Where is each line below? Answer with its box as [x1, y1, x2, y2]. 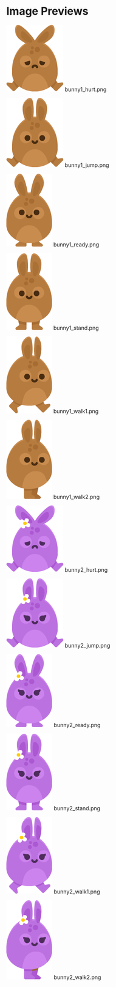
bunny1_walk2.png [53, 493, 100, 500]
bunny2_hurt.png [64, 566, 108, 573]
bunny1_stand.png [53, 324, 99, 331]
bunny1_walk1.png [53, 407, 99, 415]
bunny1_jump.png [64, 161, 109, 169]
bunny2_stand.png [53, 804, 101, 811]
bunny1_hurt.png [64, 86, 107, 93]
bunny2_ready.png [53, 721, 101, 728]
